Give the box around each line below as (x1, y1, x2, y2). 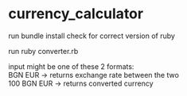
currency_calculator (8, 5, 144, 23)
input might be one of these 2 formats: (8, 61, 134, 71)
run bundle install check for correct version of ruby (8, 31, 175, 40)
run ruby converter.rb (8, 46, 79, 56)
